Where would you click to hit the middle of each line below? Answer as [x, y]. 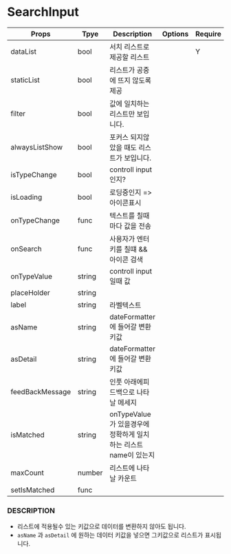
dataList [23, 51]
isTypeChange [34, 174]
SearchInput [43, 12]
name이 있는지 [132, 455]
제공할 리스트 [130, 57]
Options [175, 34]
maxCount [27, 473]
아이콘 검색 [126, 259]
